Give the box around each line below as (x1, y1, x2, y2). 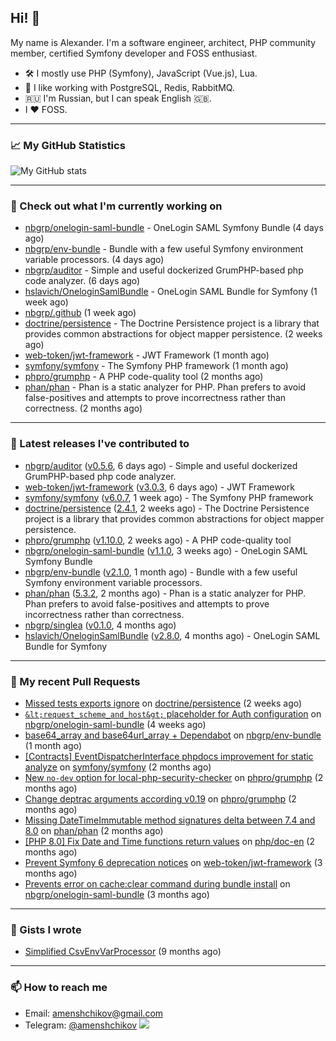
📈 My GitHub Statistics (10, 138, 126, 152)
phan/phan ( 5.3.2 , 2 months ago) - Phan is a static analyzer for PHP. (24, 587, 307, 599)
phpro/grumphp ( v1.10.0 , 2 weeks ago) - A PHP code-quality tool (24, 534, 292, 546)
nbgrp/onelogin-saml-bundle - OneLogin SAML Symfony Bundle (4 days (24, 222, 324, 234)
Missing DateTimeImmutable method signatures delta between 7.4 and (24, 814, 316, 826)
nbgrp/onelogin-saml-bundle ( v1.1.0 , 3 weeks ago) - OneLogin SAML (24, 544, 308, 556)
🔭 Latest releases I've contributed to (10, 437, 190, 451)
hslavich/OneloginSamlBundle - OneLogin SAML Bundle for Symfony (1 (24, 286, 318, 298)
